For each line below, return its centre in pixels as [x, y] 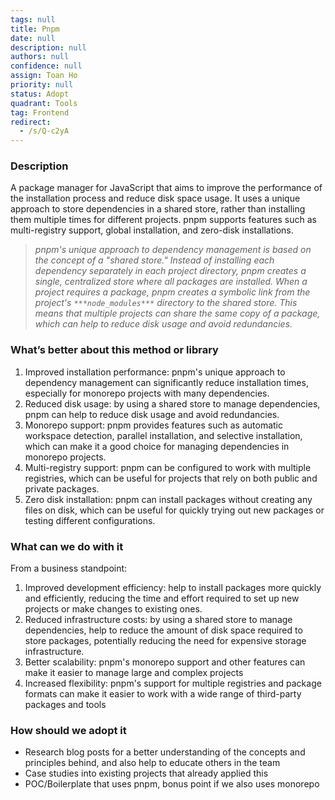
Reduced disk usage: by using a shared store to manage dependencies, [172, 403]
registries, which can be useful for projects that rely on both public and [171, 478]
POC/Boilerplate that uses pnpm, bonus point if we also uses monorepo [172, 784]
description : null [48, 47]
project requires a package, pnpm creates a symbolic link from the [172, 292]
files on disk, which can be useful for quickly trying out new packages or [174, 510]
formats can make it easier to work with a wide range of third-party [163, 694]
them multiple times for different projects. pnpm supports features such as [163, 220]
